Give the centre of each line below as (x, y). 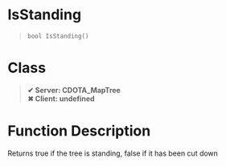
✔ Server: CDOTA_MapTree (74, 90)
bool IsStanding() (58, 36)
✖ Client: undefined (61, 99)
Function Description (79, 131)
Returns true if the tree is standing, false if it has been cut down (113, 153)
